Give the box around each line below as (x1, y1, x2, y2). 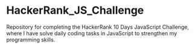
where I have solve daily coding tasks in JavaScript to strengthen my (6, 29, 177, 36)
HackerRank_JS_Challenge (6, 4, 144, 17)
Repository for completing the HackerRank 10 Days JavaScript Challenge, (6, 23, 189, 30)
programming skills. (6, 36, 56, 43)
